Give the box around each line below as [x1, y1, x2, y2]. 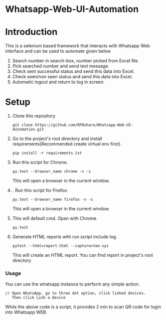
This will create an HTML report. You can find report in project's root [12, 252, 153, 258]
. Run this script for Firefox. [12, 187, 68, 193]
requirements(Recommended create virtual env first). [12, 141, 122, 147]
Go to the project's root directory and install [12, 136, 102, 142]
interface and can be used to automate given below [5, 48, 111, 54]
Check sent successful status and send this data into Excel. [12, 68, 135, 74]
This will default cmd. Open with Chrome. [12, 215, 98, 221]
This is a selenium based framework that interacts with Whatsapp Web [5, 43, 151, 49]
